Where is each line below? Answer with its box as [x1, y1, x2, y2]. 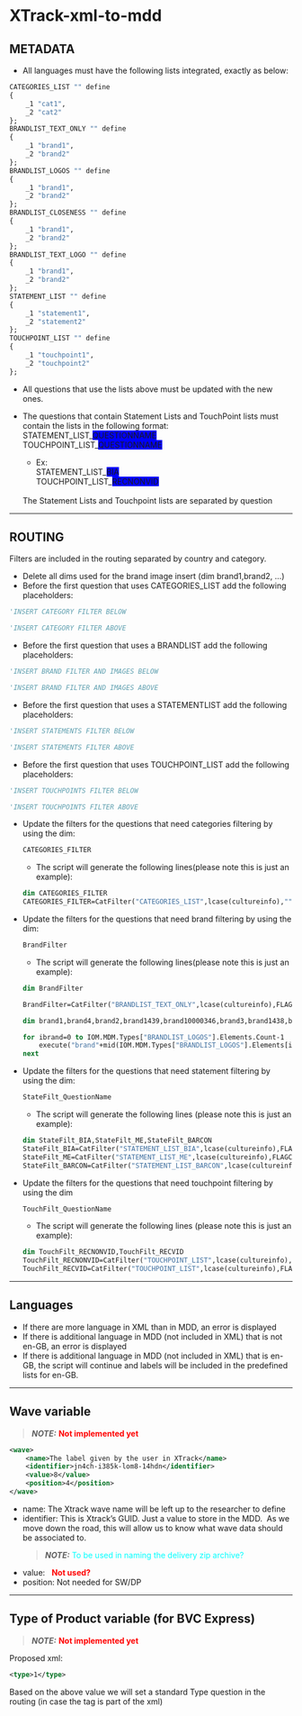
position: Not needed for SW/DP [22, 1576, 142, 1587]
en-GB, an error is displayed [22, 1340, 128, 1351]
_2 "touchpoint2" [25, 359, 91, 368]
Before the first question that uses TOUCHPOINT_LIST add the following [22, 758, 290, 770]
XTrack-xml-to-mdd [9, 5, 163, 26]
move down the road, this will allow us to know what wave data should [22, 1522, 283, 1533]
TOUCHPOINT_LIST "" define [9, 334, 111, 343]
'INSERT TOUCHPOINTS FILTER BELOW [9, 785, 139, 795]
